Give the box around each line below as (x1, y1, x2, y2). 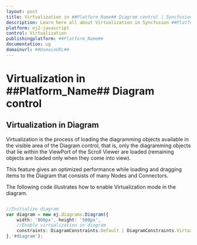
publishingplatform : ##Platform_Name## (6, 36, 104, 42)
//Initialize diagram (6, 206, 59, 212)
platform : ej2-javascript (6, 25, 69, 31)
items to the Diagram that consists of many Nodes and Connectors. (6, 172, 169, 179)
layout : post (6, 8, 38, 15)
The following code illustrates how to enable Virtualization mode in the (6, 183, 176, 190)
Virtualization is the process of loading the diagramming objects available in (6, 135, 189, 142)
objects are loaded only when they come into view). (6, 154, 131, 161)
